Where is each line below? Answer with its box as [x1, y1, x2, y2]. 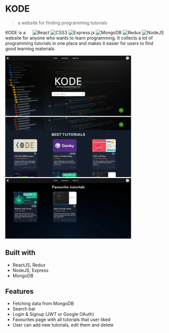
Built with [5, 248, 36, 257]
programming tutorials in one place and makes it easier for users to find [5, 40, 153, 46]
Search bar [12, 306, 36, 312]
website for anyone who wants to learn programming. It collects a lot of [5, 35, 153, 41]
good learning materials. [5, 45, 56, 51]
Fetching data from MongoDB [12, 301, 74, 307]
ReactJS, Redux [12, 262, 46, 268]
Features [5, 287, 34, 296]
